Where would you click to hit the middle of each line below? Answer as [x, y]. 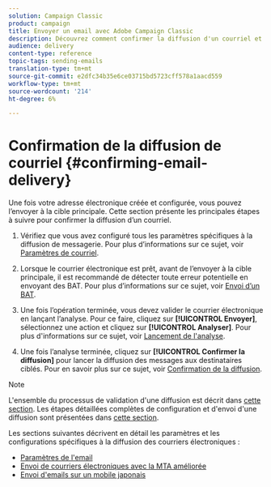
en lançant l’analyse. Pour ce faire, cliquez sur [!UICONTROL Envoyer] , [138, 319]
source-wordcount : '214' [50, 91]
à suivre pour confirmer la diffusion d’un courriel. [90, 220]
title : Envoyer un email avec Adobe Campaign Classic [101, 31]
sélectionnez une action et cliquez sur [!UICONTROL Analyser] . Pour [135, 327]
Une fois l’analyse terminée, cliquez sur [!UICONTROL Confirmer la [132, 352]
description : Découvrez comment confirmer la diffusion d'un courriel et [135, 38]
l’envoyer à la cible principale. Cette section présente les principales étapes [134, 211]
